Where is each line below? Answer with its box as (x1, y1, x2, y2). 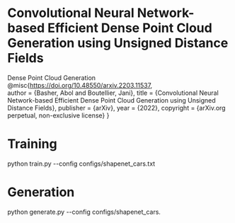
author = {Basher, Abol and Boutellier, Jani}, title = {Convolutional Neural (7, 88, 219, 97)
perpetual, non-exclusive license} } (7, 111, 110, 120)
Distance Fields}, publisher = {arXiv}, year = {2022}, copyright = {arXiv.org (7, 103, 226, 112)
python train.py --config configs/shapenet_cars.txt (7, 159, 156, 168)
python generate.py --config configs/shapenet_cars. (7, 207, 161, 216)
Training (7, 136, 58, 152)
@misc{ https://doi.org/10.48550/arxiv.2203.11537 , (7, 81, 153, 89)
